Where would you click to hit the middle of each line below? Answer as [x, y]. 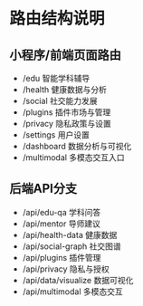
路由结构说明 [57, 19]
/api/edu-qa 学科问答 [62, 212]
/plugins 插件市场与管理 [67, 112]
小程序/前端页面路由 [66, 55]
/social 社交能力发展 [60, 101]
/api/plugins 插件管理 [62, 257]
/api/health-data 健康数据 [70, 234]
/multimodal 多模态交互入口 [73, 158]
